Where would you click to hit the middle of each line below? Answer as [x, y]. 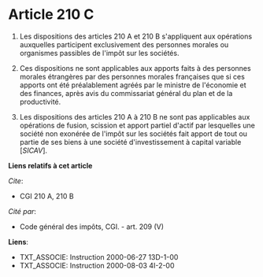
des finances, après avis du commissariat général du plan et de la [126, 93]
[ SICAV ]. [33, 150]
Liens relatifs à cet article [50, 165]
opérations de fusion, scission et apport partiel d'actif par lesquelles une [137, 125]
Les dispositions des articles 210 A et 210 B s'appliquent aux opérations [136, 36]
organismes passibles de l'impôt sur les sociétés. [99, 53]
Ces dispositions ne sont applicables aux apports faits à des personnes [135, 68]
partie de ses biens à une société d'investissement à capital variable [130, 142]
